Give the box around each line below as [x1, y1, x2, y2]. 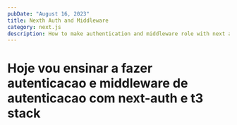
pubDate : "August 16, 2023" [7, 10, 90, 18]
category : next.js [7, 23, 61, 30]
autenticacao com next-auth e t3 [7, 90, 204, 107]
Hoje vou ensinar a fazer [7, 61, 153, 76]
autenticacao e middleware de [7, 76, 188, 92]
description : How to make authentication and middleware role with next [7, 30, 226, 37]
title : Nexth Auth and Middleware [7, 17, 109, 24]
